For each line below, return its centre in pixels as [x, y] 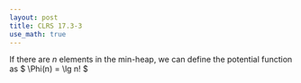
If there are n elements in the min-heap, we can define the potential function [151, 60]
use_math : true [38, 34]
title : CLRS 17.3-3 [46, 26]
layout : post [34, 17]
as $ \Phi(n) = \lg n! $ [49, 69]
